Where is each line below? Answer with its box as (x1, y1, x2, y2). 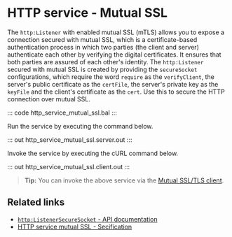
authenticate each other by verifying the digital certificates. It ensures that (7, 50, 222, 59)
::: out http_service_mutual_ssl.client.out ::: (7, 162, 130, 171)
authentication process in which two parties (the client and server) (7, 43, 200, 51)
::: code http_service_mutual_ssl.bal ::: (7, 108, 118, 117)
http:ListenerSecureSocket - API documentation (17, 215, 158, 223)
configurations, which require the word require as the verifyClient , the (7, 72, 215, 81)
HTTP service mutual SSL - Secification (17, 222, 132, 231)
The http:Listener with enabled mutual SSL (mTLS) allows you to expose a (7, 28, 225, 36)
